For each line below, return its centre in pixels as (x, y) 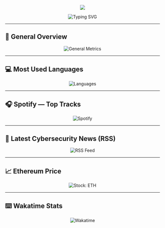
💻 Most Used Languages (44, 70)
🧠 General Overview (36, 37)
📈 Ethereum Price (33, 171)
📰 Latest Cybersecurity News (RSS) (60, 138)
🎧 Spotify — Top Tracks (43, 104)
